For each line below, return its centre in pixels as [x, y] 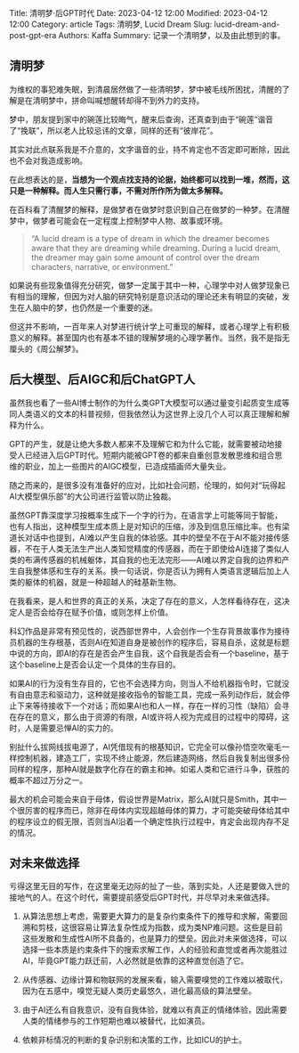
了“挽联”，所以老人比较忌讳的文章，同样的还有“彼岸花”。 [113, 130]
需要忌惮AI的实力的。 [79, 728]
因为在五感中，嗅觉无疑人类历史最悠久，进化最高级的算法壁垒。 [139, 991]
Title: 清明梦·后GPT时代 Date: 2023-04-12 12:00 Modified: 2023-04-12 [139, 13]
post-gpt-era [33, 35]
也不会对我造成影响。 [48, 160]
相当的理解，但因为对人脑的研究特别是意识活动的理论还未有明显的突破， [149, 296]
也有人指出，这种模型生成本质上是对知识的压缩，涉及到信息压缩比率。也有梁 [149, 526]
